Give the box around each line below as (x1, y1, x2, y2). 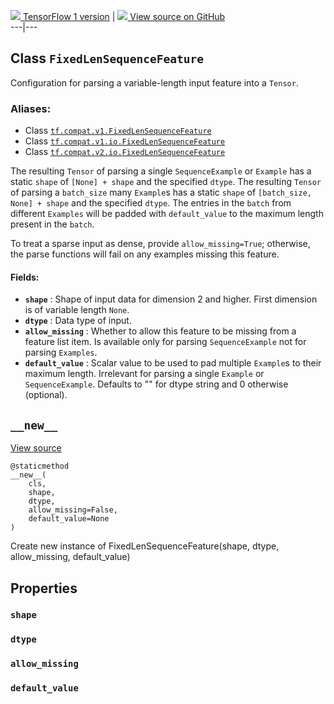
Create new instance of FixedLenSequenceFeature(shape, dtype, (10, 540, 280, 552)
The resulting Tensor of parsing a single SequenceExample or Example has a (10, 165, 312, 177)
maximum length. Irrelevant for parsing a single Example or (24, 368, 265, 380)
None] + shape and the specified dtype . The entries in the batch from (10, 197, 292, 209)
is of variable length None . (24, 304, 130, 316)
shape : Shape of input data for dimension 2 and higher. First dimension (24, 293, 318, 305)
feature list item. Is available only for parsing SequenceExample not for (24, 336, 307, 348)
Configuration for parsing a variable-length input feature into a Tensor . (10, 76, 299, 89)
